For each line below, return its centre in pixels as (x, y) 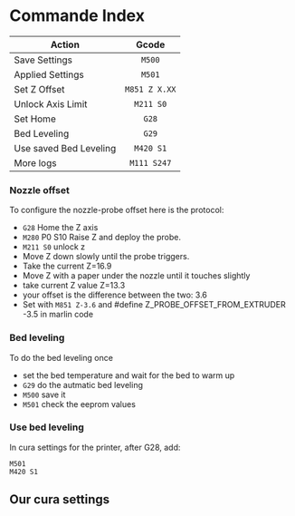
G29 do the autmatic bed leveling (82, 385)
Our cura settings (60, 500)
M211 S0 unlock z (54, 247)
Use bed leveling (47, 427)
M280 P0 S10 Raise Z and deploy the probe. (101, 238)
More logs (35, 162)
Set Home (35, 119)
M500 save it (44, 394)
